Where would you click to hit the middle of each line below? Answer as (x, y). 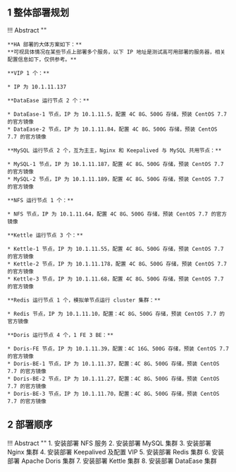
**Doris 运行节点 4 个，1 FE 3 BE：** (61, 335)
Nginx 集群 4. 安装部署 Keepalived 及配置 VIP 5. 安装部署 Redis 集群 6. (109, 452)
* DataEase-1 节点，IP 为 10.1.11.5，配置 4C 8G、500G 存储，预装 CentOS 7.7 (117, 114)
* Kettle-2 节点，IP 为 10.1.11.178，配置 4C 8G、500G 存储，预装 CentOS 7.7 (117, 264)
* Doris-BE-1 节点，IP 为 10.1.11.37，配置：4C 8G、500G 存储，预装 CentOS (113, 364)
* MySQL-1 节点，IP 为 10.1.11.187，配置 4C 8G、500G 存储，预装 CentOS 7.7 (116, 164)
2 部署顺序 (30, 425)
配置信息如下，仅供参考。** (42, 59)
